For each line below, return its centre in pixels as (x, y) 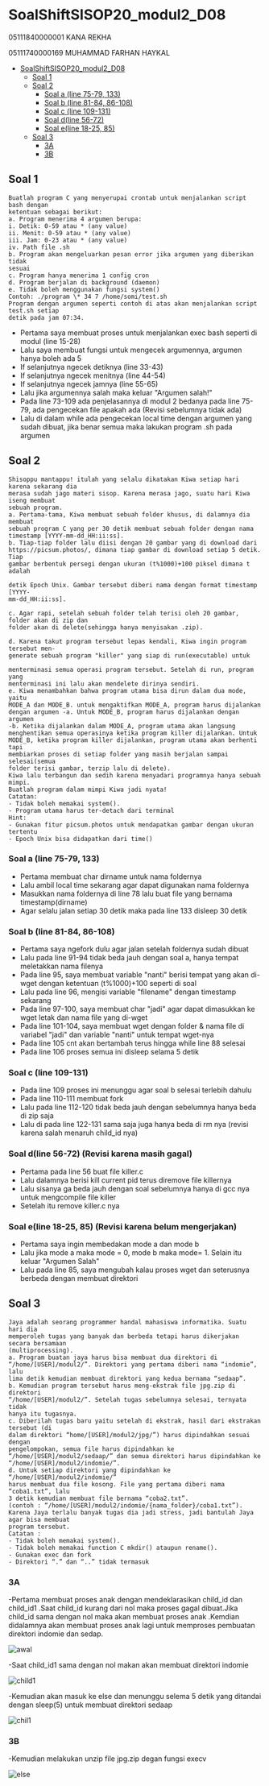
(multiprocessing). (41, 1350)
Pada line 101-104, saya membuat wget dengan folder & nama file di (132, 1026)
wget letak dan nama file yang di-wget (84, 1017)
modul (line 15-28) (50, 341)
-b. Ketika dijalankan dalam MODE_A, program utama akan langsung (122, 726)
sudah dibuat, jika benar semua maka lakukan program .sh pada (126, 427)
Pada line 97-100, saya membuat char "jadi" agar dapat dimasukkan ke (137, 1009)
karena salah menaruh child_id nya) (79, 1133)
